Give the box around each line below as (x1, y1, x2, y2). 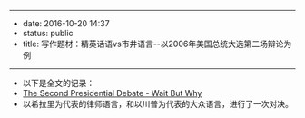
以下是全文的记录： (22, 78, 95, 88)
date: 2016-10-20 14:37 (22, 18, 111, 28)
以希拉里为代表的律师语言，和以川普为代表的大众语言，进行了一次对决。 (22, 99, 293, 109)
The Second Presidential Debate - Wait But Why (22, 88, 202, 98)
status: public (22, 28, 74, 38)
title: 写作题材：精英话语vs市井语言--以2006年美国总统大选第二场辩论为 (22, 38, 292, 49)
